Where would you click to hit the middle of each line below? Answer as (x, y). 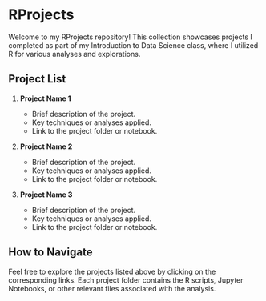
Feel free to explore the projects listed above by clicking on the (112, 271)
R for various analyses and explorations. (75, 54)
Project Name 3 (46, 195)
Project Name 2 (46, 146)
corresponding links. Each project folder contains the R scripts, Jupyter (126, 280)
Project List (37, 79)
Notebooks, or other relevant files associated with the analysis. (112, 288)
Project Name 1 (45, 98)
